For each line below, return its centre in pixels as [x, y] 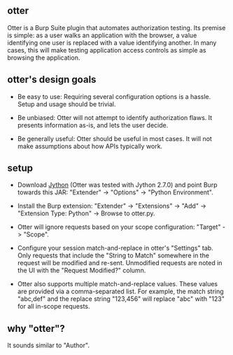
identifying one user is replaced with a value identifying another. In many [112, 42]
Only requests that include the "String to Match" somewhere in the [113, 255]
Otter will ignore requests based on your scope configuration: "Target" [119, 227]
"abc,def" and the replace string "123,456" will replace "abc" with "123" [121, 299]
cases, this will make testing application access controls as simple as [107, 50]
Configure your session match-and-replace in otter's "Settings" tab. [115, 248]
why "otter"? [36, 328]
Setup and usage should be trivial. [67, 104]
